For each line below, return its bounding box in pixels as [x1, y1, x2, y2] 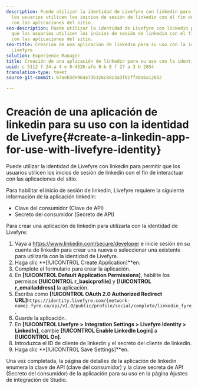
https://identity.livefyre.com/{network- [27, 298, 130, 304]
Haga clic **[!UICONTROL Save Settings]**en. [14, 346, 129, 353]
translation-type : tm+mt [6, 69, 67, 75]
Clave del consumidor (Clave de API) [14, 205, 104, 212]
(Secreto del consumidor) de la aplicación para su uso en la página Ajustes [6, 370, 188, 377]
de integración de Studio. [6, 377, 68, 384]
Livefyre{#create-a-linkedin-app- [21, 131, 190, 144]
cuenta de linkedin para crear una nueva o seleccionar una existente [14, 246, 181, 253]
